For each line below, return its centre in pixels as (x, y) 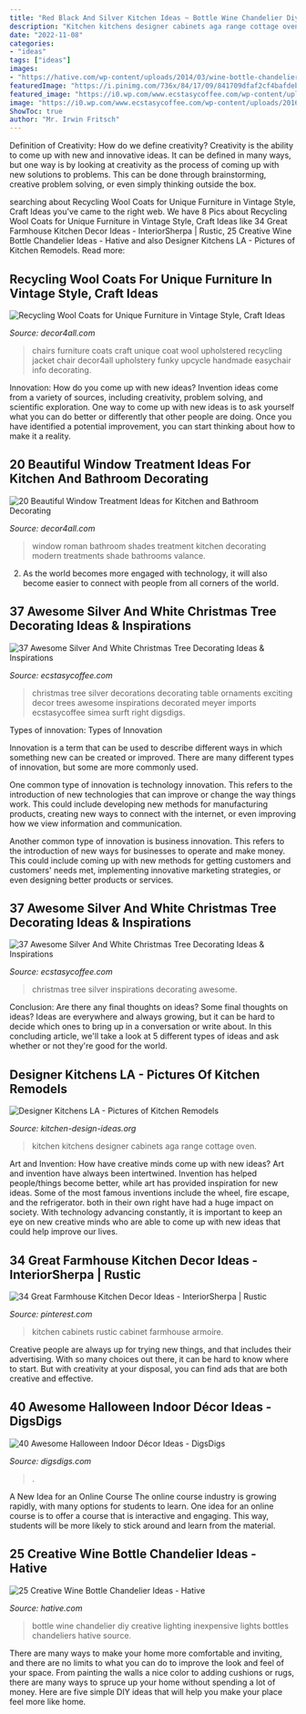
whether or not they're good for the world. (89, 1046)
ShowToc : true (36, 111)
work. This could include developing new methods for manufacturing (139, 804)
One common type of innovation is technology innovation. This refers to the (151, 784)
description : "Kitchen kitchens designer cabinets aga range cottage (144, 26)
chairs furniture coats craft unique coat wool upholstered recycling (157, 350)
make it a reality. (40, 436)
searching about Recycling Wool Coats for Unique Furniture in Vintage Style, (153, 202)
